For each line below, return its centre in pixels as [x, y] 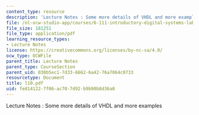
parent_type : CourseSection [41, 67]
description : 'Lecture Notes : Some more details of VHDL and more [91, 17]
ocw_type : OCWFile [29, 56]
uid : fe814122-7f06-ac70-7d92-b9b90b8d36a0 [61, 89]
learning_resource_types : [38, 39]
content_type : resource [36, 12]
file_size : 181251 [29, 28]
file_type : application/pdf [41, 34]
